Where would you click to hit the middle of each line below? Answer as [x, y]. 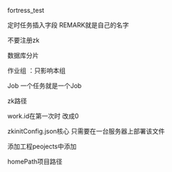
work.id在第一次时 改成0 [43, 116]
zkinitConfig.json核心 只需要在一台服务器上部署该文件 [86, 131]
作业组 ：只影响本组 [36, 70]
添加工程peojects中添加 [42, 146]
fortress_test [26, 10]
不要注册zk [24, 40]
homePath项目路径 [35, 161]
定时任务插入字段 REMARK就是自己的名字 [69, 25]
